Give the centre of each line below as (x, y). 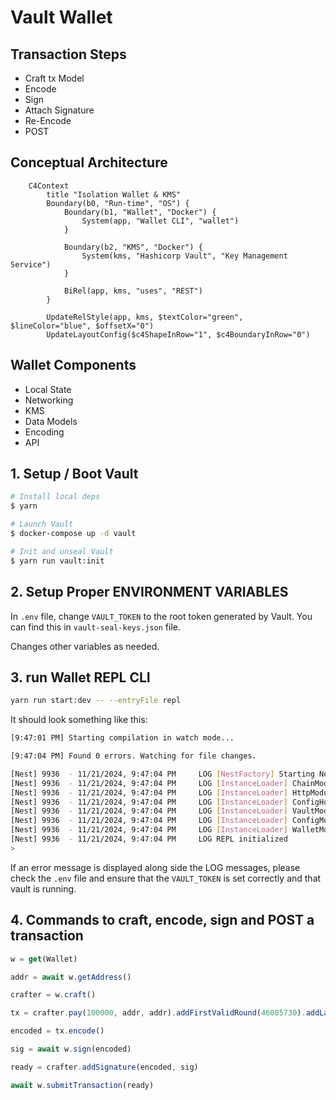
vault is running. (43, 888)
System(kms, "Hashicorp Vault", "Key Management (184, 256)
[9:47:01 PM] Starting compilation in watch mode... (122, 738)
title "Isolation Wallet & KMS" (114, 194)
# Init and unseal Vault (62, 551)
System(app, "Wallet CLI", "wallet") (160, 221)
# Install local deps (55, 497)
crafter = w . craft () (53, 995)
